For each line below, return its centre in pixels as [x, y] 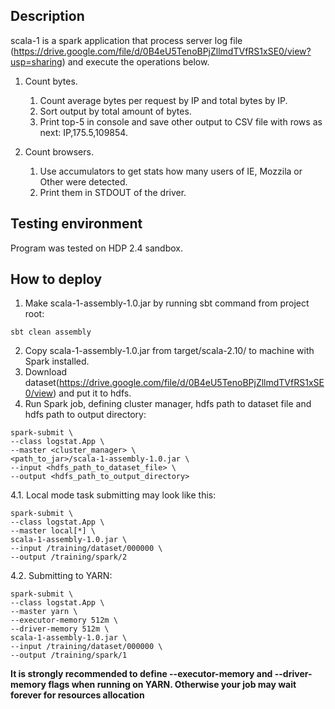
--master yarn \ [44, 612]
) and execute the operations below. [135, 61]
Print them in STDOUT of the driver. [113, 192]
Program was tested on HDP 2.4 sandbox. [97, 248]
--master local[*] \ [53, 531]
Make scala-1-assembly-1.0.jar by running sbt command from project [167, 303]
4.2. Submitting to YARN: [61, 576]
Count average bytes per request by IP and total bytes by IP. [163, 100]
